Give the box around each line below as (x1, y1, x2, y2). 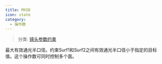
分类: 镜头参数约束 (17, 36, 57, 42)
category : (5, 17, 26, 22)
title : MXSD (5, 7, 31, 13)
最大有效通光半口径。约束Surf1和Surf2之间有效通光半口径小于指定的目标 (5, 47, 157, 53)
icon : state (5, 12, 31, 17)
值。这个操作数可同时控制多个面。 (5, 53, 77, 59)
